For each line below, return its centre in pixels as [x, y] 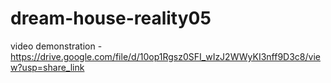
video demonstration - [56, 46]
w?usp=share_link [47, 67]
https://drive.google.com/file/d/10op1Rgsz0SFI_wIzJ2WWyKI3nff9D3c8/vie [165, 56]
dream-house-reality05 [111, 18]
